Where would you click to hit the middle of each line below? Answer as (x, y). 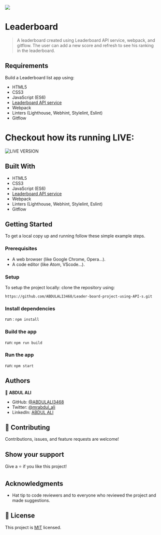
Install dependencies (30, 309)
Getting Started (29, 224)
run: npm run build (24, 342)
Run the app (19, 355)
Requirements (27, 66)
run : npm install (22, 319)
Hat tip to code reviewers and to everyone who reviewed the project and (84, 495)
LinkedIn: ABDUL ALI (33, 412)
